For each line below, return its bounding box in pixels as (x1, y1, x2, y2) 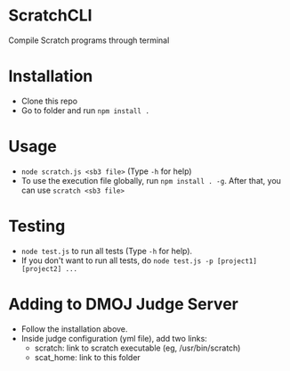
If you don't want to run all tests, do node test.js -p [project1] (20, 255, 257, 266)
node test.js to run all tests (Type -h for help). (20, 245, 193, 256)
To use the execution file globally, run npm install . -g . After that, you (20, 175, 282, 185)
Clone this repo (20, 95, 77, 106)
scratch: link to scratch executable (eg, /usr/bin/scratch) (34, 342, 241, 353)
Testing (8, 216, 66, 236)
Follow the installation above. (20, 323, 128, 334)
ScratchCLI (8, 5, 93, 26)
